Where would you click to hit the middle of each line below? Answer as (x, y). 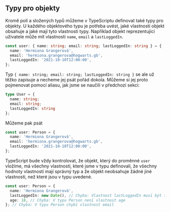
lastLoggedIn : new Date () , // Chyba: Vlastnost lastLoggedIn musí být (86, 195)
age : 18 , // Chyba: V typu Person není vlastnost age (68, 200)
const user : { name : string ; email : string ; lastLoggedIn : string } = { (83, 46)
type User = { (20, 95)
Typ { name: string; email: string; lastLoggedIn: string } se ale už (80, 74)
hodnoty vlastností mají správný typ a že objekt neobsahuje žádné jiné (78, 171)
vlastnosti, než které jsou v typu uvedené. (49, 177)
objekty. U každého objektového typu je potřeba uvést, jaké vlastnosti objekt (85, 26)
